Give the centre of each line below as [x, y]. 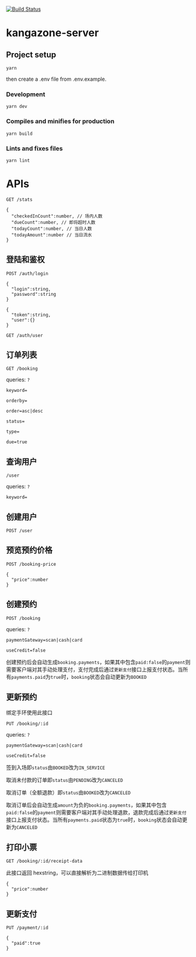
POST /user [19, 531]
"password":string [34, 294]
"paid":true [26, 943]
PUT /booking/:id [27, 724]
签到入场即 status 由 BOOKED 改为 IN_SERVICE [56, 767]
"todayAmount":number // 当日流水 [52, 235]
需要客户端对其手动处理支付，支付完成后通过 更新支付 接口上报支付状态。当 [94, 669]
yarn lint [18, 160]
